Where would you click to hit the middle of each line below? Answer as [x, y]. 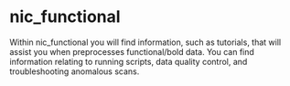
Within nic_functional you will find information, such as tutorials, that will [145, 42]
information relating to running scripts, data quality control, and [129, 61]
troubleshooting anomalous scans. [75, 71]
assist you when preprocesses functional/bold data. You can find [132, 51]
